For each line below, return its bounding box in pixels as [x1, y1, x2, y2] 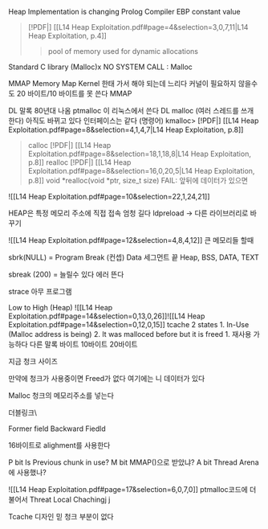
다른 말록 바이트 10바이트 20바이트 [29, 339, 138, 349]
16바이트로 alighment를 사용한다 [8, 441, 111, 449]
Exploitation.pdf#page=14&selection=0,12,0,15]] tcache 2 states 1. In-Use [8, 320, 250, 329]
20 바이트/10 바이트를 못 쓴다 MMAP [16, 88, 132, 98]
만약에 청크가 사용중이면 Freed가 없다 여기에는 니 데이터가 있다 [8, 374, 205, 383]
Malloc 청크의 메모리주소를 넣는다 [8, 391, 115, 400]
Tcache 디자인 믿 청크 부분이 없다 [8, 512, 114, 521]
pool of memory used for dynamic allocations [47, 47, 199, 55]
